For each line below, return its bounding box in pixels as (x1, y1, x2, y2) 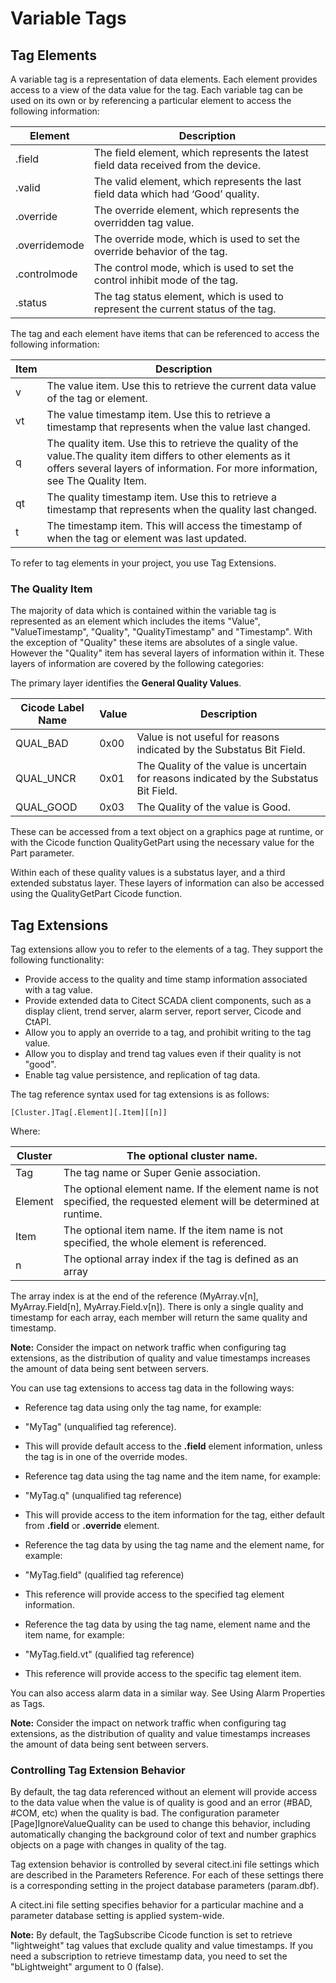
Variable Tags (10, 7, 127, 30)
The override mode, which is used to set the (93, 232, 301, 246)
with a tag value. (24, 984, 93, 996)
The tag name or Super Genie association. (63, 1166, 261, 1180)
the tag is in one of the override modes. (24, 1451, 188, 1463)
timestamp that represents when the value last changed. (46, 420, 312, 434)
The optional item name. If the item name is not (63, 1223, 284, 1237)
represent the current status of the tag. (93, 302, 277, 316)
